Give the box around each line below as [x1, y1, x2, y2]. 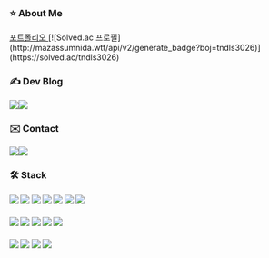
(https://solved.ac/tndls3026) [9, 52, 120, 63]
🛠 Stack [9, 168, 47, 181]
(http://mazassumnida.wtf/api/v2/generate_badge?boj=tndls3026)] [9, 43, 261, 54]
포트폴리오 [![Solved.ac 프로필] [9, 32, 121, 43]
